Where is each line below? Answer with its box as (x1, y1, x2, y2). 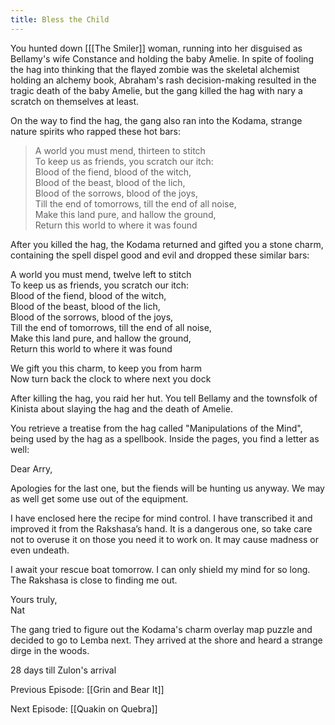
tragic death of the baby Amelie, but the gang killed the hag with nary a (10, 84, 303, 96)
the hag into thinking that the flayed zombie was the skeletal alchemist (10, 63, 300, 75)
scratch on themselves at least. (10, 95, 140, 107)
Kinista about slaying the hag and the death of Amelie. (10, 402, 233, 415)
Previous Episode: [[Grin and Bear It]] (10, 683, 165, 695)
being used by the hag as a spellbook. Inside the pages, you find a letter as (10, 432, 320, 445)
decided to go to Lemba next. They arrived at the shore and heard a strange (10, 634, 323, 646)
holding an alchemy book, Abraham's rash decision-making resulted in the (10, 74, 317, 86)
